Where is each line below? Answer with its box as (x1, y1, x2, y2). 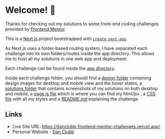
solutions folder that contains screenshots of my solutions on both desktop (5, 85, 158, 91)
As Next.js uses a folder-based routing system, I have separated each (5, 45, 148, 51)
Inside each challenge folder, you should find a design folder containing (5, 75, 152, 81)
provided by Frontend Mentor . (5, 26, 66, 32)
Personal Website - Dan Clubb (12, 129, 74, 135)
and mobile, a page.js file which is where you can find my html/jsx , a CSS (5, 91, 156, 96)
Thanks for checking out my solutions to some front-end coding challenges (5, 21, 159, 27)
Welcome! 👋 (5, 4, 56, 16)
